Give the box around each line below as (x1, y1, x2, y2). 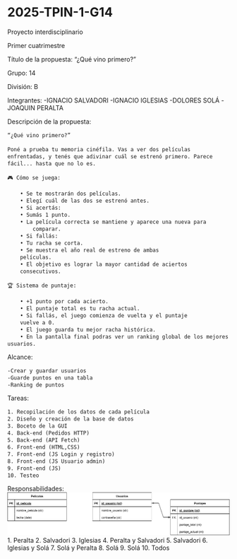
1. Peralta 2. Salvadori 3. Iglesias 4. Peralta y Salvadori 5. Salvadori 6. (7, 536, 208, 544)
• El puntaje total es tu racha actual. (20, 305, 140, 312)
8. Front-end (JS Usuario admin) (7, 457, 106, 465)
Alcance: (7, 353, 33, 361)
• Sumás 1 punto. (20, 211, 71, 218)
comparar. (32, 225, 61, 233)
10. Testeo (7, 471, 39, 479)
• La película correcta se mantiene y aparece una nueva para (20, 218, 207, 225)
